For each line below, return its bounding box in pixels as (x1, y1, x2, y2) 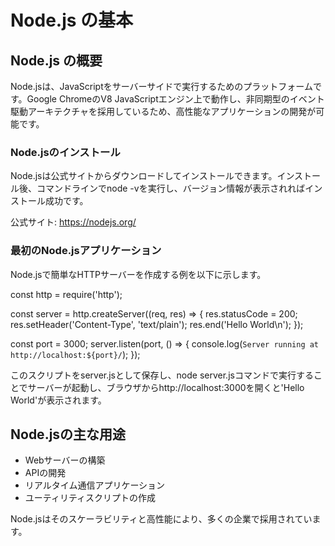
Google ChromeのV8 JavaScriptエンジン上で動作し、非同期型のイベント (26, 93, 325, 105)
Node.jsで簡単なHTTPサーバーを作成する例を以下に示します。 (10, 268, 267, 280)
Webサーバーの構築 (24, 454, 106, 466)
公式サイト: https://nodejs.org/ (10, 216, 137, 228)
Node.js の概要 (10, 52, 103, 69)
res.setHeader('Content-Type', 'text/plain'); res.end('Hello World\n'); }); (10, 318, 304, 330)
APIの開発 (24, 467, 67, 479)
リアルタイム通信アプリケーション (24, 479, 166, 491)
